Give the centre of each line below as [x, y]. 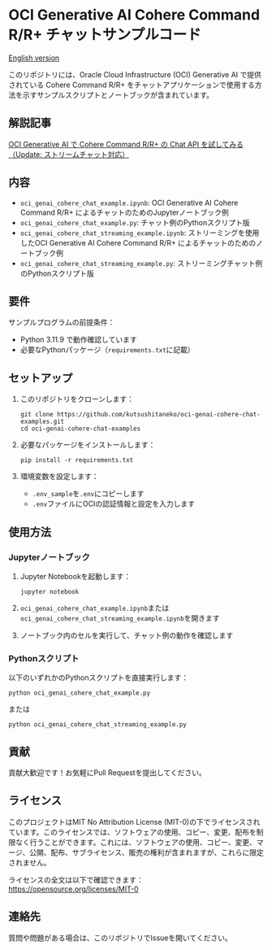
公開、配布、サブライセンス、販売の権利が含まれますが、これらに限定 [147, 852]
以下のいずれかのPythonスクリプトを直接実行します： [99, 678]
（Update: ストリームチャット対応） [69, 154]
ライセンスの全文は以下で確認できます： [76, 879]
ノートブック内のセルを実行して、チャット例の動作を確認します [127, 635]
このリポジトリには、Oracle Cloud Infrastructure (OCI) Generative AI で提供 [135, 74]
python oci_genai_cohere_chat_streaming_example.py [97, 725]
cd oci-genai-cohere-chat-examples [80, 429]
